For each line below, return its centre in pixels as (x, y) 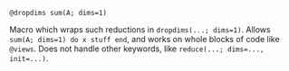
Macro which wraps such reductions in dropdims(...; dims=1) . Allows (140, 30)
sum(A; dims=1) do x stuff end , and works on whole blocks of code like (144, 39)
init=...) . (29, 58)
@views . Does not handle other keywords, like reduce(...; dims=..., (137, 49)
